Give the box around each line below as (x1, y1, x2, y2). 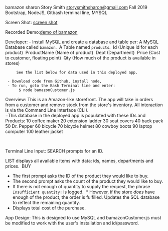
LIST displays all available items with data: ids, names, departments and (5, 158, 154, 164)
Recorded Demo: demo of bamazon (5, 29, 78, 35)
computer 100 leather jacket (5, 128, 63, 134)
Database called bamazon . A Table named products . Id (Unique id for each (5, 44, 158, 50)
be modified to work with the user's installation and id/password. (5, 220, 139, 226)
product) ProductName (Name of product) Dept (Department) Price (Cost (5, 50, 160, 55)
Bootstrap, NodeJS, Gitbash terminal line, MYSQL (5, 10, 108, 16)
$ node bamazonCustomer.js (18, 88, 75, 93)
